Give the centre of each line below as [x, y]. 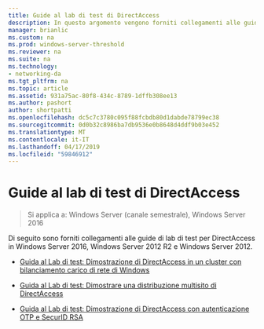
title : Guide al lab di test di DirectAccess [84, 15]
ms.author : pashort [40, 103]
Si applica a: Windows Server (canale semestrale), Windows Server [136, 215]
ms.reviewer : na [35, 52]
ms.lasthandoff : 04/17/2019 [54, 147]
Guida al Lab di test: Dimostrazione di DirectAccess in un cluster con [130, 262]
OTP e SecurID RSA [51, 317]
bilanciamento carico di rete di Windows [84, 270]
